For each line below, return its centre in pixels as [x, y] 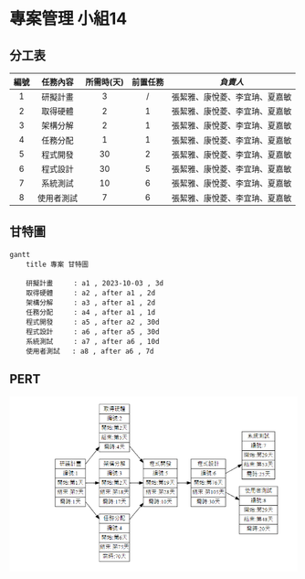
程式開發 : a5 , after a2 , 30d [93, 322]
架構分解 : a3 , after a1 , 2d [91, 303]
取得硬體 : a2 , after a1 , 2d [91, 293]
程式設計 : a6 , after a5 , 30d [93, 332]
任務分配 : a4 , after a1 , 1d [91, 312]
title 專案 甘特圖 [58, 264]
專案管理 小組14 [68, 19]
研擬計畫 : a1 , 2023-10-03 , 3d [95, 283]
